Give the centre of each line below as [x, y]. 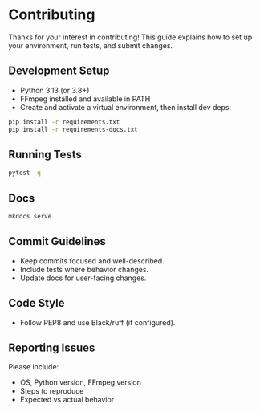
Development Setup [59, 71]
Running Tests [45, 154]
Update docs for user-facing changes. [83, 278]
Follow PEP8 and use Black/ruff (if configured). [97, 322]
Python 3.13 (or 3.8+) [55, 90]
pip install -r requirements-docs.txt [73, 129]
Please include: [34, 367]
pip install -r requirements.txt [64, 122]
